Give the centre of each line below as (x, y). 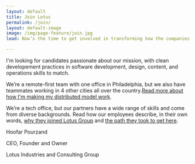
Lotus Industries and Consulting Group (53, 155)
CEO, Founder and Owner (37, 143)
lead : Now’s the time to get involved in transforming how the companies (98, 39)
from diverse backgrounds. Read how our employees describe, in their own (97, 114)
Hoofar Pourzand (27, 132)
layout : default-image (34, 28)
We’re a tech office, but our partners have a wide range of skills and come (95, 108)
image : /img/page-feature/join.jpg (49, 33)
